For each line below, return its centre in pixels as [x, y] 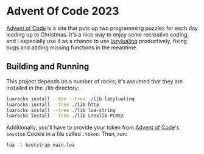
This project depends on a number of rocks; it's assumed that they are [95, 81]
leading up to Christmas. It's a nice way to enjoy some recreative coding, [98, 34]
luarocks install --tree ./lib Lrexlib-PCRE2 [65, 116]
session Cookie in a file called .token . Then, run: [67, 134]
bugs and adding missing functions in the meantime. [72, 47]
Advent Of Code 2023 [63, 11]
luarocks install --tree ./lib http [53, 105]
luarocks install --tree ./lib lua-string [61, 110]
